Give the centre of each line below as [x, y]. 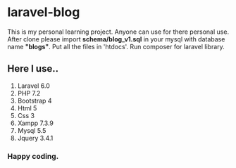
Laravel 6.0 [34, 86]
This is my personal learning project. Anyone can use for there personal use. [118, 32]
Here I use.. [33, 69]
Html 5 [27, 108]
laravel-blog [44, 12]
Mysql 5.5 [32, 130]
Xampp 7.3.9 [36, 123]
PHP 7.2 [29, 93]
